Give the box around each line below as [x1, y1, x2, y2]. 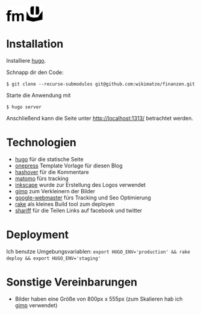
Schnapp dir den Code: [6, 69, 64, 76]
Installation [6, 37, 64, 51]
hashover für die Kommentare [14, 168, 89, 175]
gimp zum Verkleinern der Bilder [14, 187, 96, 195]
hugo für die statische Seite [14, 155, 84, 163]
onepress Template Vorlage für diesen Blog [14, 162, 123, 169]
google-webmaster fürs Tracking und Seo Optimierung [14, 194, 152, 201]
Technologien [6, 136, 76, 149]
